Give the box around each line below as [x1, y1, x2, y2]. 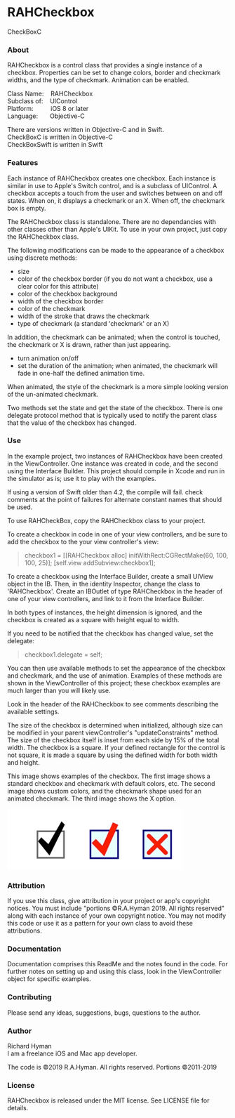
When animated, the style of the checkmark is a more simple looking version [7, 382, 229, 390]
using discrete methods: [7, 254, 77, 262]
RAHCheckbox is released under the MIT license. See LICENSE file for [7, 1096, 210, 1105]
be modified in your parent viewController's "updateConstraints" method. [7, 728, 220, 737]
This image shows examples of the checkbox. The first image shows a [7, 772, 210, 780]
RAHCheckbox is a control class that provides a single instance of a [7, 61, 203, 70]
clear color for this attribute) [17, 282, 100, 290]
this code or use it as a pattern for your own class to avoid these [7, 919, 193, 928]
